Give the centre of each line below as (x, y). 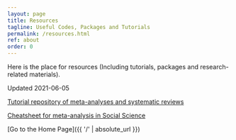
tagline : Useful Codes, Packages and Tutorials (79, 27)
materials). (45, 74)
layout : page (27, 14)
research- (214, 67)
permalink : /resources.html (49, 34)
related (18, 74)
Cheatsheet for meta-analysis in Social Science (77, 115)
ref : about (23, 40)
